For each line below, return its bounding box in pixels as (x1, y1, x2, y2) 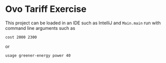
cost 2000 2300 (5, 35, 37, 40)
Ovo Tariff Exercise (5, 3, 87, 15)
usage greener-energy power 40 (5, 53, 71, 58)
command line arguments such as (5, 25, 75, 31)
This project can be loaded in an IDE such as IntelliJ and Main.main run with (5, 20, 161, 26)
